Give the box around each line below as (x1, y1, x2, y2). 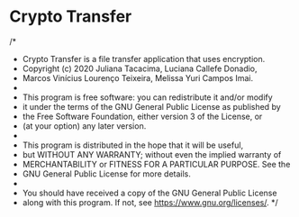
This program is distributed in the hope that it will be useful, (22, 140, 244, 150)
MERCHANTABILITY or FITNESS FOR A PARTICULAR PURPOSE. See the (22, 158, 291, 169)
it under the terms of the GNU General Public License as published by (22, 101, 281, 112)
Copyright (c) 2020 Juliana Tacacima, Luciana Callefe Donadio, (22, 63, 258, 74)
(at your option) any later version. (22, 120, 147, 131)
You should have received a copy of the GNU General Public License (22, 187, 277, 198)
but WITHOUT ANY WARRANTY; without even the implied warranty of (22, 149, 282, 159)
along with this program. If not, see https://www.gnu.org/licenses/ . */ (22, 196, 278, 208)
